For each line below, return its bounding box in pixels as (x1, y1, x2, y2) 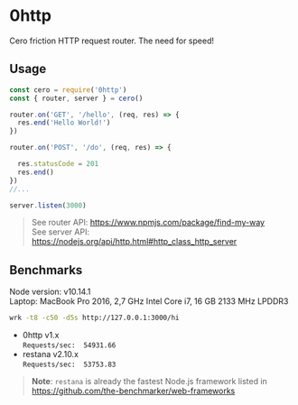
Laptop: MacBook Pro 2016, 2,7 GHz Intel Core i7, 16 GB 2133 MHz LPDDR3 (9, 296, 289, 307)
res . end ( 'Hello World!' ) (17, 118, 111, 127)
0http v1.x (22, 330, 60, 341)
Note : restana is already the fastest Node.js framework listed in (31, 376, 268, 387)
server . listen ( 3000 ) (9, 200, 88, 210)
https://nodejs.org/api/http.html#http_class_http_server (31, 236, 237, 247)
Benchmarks (9, 262, 83, 278)
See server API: (31, 226, 90, 237)
